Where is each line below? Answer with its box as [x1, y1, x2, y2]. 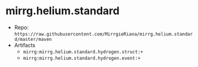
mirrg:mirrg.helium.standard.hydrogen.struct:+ [23, 49, 143, 55]
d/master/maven [14, 36, 52, 42]
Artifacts [14, 42, 36, 49]
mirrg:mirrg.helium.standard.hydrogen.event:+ [23, 55, 141, 61]
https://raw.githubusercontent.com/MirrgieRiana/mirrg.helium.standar [14, 31, 193, 37]
